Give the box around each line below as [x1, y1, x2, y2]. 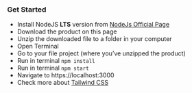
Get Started [7, 5, 47, 14]
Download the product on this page [16, 27, 117, 36]
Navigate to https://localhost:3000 [16, 71, 115, 79]
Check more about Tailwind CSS [16, 79, 108, 87]
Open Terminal [16, 42, 60, 51]
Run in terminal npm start [16, 64, 89, 72]
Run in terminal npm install [16, 57, 95, 65]
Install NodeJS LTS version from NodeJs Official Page [16, 21, 170, 29]
